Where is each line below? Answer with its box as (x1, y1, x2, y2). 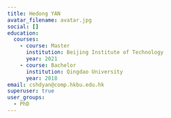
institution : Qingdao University (25, 68, 124, 75)
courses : (13, 36, 39, 43)
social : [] (7, 23, 39, 30)
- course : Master (20, 42, 70, 49)
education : (7, 29, 39, 37)
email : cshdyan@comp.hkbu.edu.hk (7, 81, 105, 88)
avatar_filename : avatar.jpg (7, 17, 92, 24)
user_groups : (7, 94, 45, 101)
